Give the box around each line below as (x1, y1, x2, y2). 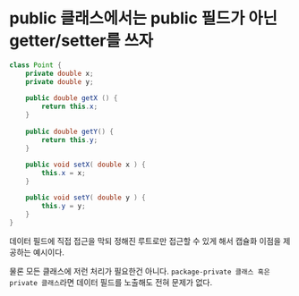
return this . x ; (41, 102, 98, 112)
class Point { (9, 60, 63, 70)
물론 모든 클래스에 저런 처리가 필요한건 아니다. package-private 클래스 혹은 (9, 266, 270, 276)
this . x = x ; (41, 169, 87, 178)
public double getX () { (25, 94, 118, 103)
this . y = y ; (41, 201, 87, 210)
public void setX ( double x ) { (25, 160, 146, 170)
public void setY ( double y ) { (25, 193, 146, 202)
